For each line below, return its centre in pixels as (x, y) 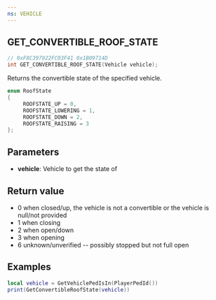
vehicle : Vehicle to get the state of (67, 169)
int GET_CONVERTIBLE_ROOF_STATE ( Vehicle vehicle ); (83, 65)
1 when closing (39, 222)
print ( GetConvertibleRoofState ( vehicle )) (69, 289)
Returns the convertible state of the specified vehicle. (85, 79)
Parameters (33, 152)
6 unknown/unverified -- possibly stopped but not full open (103, 245)
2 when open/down (46, 230)
